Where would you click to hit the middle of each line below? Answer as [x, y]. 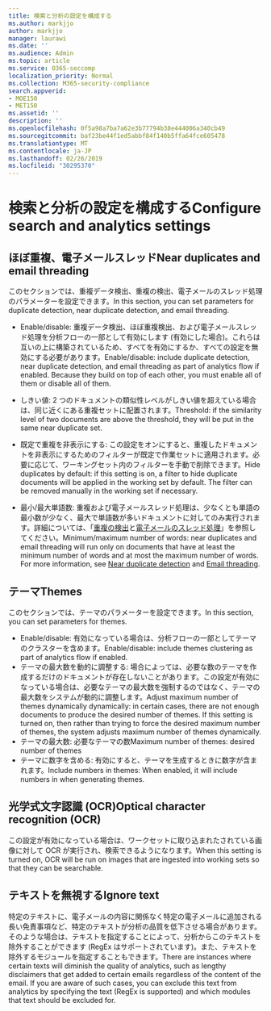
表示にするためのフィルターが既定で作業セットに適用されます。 [147, 455]
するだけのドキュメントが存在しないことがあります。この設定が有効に [144, 677]
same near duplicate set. [61, 428]
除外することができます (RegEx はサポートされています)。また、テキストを [133, 946]
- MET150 [23, 106]
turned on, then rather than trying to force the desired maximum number [140, 723]
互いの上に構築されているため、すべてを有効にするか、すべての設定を [135, 347]
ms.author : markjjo [41, 23]
